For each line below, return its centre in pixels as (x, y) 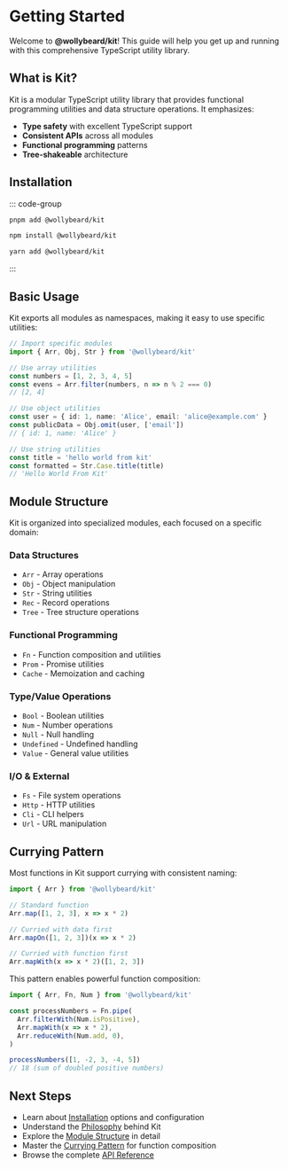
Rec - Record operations (66, 603)
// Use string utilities (55, 449)
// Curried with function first (69, 954)
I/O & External (39, 775)
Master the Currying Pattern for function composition (119, 1146)
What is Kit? (43, 78)
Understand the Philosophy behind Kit (91, 1126)
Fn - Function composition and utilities (91, 654)
